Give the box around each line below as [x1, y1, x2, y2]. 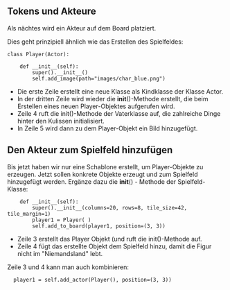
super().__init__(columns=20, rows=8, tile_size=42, [32, 204, 188, 211]
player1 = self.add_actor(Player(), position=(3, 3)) [13, 276, 172, 283]
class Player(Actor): [7, 51, 70, 58]
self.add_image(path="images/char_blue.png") [32, 75, 166, 82]
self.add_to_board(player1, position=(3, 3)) [32, 222, 166, 230]
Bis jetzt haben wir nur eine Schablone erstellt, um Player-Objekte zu [7, 162, 204, 171]
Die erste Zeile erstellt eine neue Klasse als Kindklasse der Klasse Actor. [17, 87, 224, 96]
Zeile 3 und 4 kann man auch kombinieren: [7, 263, 130, 271]
